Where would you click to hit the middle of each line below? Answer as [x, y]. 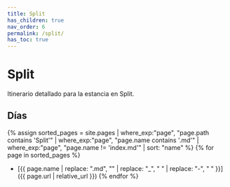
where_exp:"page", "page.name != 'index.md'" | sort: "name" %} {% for [111, 147]
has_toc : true [28, 40]
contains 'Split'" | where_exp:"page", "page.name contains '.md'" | [103, 140]
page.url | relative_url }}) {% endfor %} [83, 176]
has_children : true [36, 20]
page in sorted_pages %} [44, 155]
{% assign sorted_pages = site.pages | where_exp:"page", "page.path [108, 132]
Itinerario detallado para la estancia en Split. [71, 94]
